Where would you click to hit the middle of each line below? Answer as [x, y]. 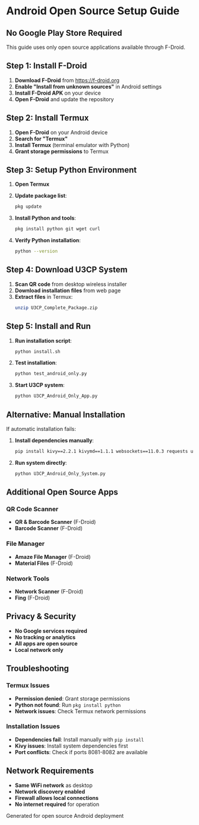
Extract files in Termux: [44, 296]
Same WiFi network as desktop [54, 785]
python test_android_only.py [51, 374]
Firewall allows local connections [57, 798]
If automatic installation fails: [41, 429]
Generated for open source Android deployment [65, 815]
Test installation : [36, 363]
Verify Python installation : [48, 240]
